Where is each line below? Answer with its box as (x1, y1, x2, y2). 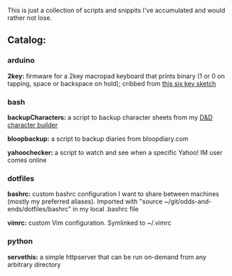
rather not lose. (7, 14, 52, 22)
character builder (7, 120, 58, 129)
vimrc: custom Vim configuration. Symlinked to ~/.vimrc (7, 218, 172, 227)
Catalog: (7, 34, 46, 46)
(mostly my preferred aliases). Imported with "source (7, 197, 163, 206)
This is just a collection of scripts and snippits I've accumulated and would (7, 6, 226, 14)
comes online (7, 156, 48, 164)
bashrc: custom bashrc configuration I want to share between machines (7, 190, 219, 198)
